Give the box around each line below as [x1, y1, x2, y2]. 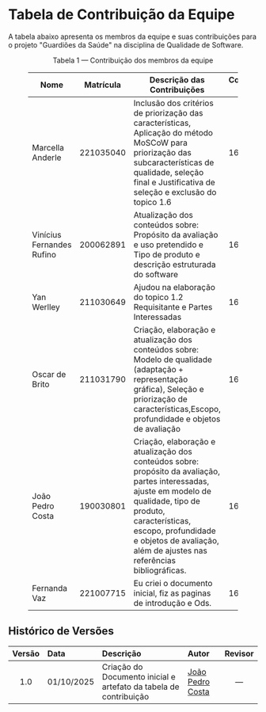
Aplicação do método [133, 127, 214, 138]
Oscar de [32, 368, 66, 379]
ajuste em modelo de [133, 485, 211, 497]
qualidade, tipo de [133, 495, 200, 506]
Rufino [32, 249, 57, 260]
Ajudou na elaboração [133, 281, 215, 292]
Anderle [32, 152, 62, 163]
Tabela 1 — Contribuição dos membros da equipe [52, 55, 214, 65]
